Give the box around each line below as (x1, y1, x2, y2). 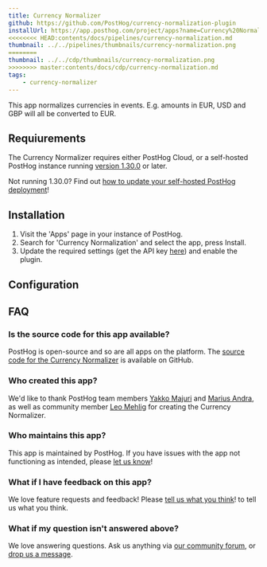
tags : (8, 71, 26, 79)
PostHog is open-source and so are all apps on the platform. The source (8, 347, 245, 357)
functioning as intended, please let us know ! (8, 456, 153, 466)
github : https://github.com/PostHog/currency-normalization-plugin (8, 19, 237, 27)
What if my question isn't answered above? (8, 523, 179, 534)
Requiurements (8, 131, 86, 145)
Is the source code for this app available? (8, 328, 170, 339)
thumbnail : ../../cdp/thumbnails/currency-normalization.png (8, 57, 215, 65)
